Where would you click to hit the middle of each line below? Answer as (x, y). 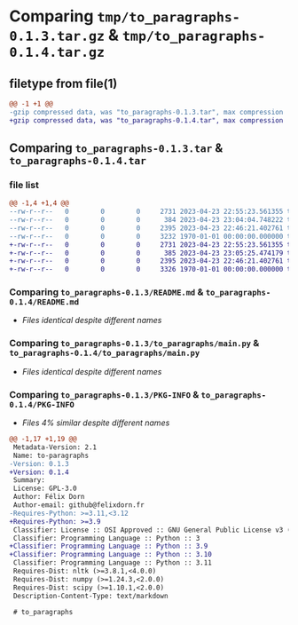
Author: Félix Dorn (49, 497)
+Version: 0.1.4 (39, 472)
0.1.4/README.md (44, 302)
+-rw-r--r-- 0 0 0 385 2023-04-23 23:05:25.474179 (146, 253)
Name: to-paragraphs (51, 455)
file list (24, 185)
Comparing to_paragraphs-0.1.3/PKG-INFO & (104, 394)
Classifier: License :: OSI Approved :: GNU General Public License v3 (148, 530)
